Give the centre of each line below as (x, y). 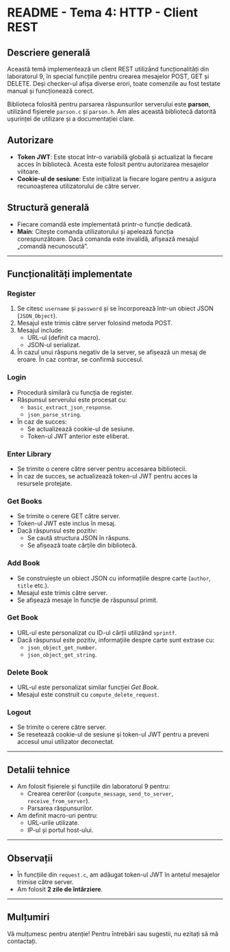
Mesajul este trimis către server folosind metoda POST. (95, 323)
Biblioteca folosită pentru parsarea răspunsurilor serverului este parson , (109, 104)
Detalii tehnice (39, 770)
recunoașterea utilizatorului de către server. (78, 186)
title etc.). (33, 585)
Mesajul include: (40, 330)
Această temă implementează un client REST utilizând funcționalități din (108, 69)
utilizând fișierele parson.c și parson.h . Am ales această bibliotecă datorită (112, 112)
